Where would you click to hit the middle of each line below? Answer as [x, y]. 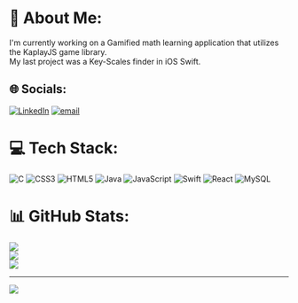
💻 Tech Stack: [64, 148]
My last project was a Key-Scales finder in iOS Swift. [105, 61]
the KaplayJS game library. [58, 51]
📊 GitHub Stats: [70, 216]
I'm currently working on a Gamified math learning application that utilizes [144, 43]
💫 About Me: [56, 18]
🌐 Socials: [38, 89]
